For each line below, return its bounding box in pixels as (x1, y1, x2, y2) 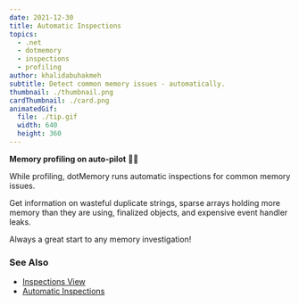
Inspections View (21, 276, 87, 287)
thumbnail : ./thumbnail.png (9, 87, 114, 96)
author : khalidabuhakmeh (9, 71, 102, 80)
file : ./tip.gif (17, 112, 78, 121)
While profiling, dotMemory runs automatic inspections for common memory (9, 170, 291, 181)
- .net (17, 37, 42, 47)
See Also (9, 256, 49, 268)
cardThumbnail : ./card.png (9, 95, 110, 105)
